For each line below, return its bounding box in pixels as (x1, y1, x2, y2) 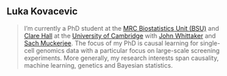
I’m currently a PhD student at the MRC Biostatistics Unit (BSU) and (23, 24, 219, 32)
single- (200, 38, 221, 47)
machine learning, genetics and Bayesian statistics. (23, 61, 173, 69)
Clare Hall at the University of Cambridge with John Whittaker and (23, 31, 216, 40)
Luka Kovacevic (6, 6, 78, 17)
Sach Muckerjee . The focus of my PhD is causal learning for (23, 38, 199, 47)
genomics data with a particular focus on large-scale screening (35, 46, 220, 54)
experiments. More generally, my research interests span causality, (23, 54, 219, 62)
